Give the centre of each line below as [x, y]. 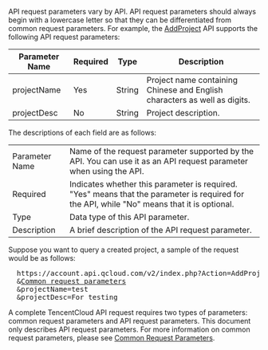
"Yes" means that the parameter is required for [157, 194]
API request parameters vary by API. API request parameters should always [132, 12]
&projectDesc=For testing [67, 297]
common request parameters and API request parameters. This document [130, 321]
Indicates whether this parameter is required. [153, 184]
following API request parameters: [64, 37]
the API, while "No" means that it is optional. [152, 204]
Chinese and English [185, 90]
